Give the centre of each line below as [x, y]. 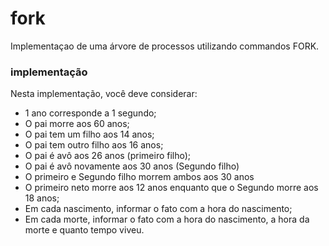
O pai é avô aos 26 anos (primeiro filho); [108, 156]
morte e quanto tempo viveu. [84, 230]
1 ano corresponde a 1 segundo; [90, 113]
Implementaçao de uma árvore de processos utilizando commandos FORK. [165, 46]
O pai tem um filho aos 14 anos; [89, 134]
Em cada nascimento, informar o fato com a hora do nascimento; [158, 209]
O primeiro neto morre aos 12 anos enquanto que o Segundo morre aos [171, 188]
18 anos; [42, 198]
